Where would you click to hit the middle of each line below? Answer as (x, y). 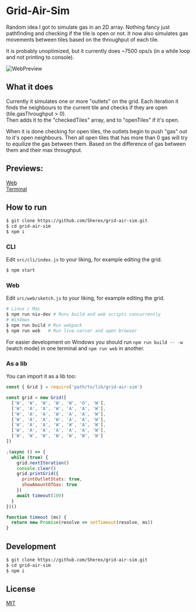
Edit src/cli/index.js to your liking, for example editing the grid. (84, 260)
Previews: (25, 169)
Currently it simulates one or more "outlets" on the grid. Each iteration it (92, 101)
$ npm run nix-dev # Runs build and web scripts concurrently (83, 315)
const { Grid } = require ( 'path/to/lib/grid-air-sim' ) (74, 387)
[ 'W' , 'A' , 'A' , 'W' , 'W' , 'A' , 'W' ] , (59, 425)
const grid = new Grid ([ (36, 398)
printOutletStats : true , (52, 479)
